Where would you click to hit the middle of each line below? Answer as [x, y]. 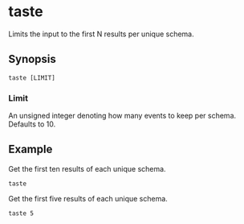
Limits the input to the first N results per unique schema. [101, 34]
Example [31, 149]
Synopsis [32, 59]
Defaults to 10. [32, 124]
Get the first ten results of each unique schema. [87, 168]
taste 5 [21, 213]
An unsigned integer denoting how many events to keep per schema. [122, 116]
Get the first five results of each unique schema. [88, 198]
